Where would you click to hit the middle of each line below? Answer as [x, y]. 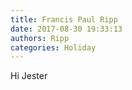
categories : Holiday [53, 47]
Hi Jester [29, 76]
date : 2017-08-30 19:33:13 [66, 29]
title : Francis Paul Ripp [64, 19]
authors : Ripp [40, 38]
